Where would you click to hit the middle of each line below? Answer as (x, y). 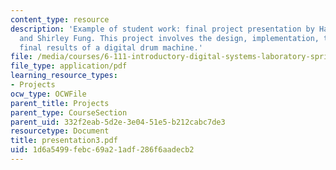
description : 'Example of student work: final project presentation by (162, 29)
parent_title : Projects (60, 103)
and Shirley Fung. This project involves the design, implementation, (169, 38)
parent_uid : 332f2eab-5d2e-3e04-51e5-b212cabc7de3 (118, 122)
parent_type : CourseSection (69, 112)
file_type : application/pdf (69, 66)
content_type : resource (60, 19)
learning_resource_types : (64, 76)
